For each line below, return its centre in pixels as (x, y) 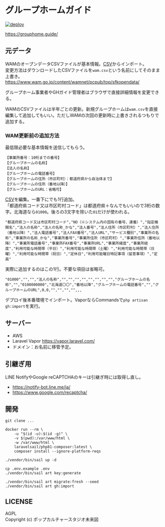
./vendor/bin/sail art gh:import (40, 486)
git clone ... (20, 421)
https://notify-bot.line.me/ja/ (41, 387)
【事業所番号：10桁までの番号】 (33, 158)
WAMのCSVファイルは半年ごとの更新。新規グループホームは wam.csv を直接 (82, 109)
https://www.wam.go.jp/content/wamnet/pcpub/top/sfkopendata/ (73, 82)
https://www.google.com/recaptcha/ (50, 392)
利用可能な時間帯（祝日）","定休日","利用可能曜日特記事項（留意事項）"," (86, 254)
